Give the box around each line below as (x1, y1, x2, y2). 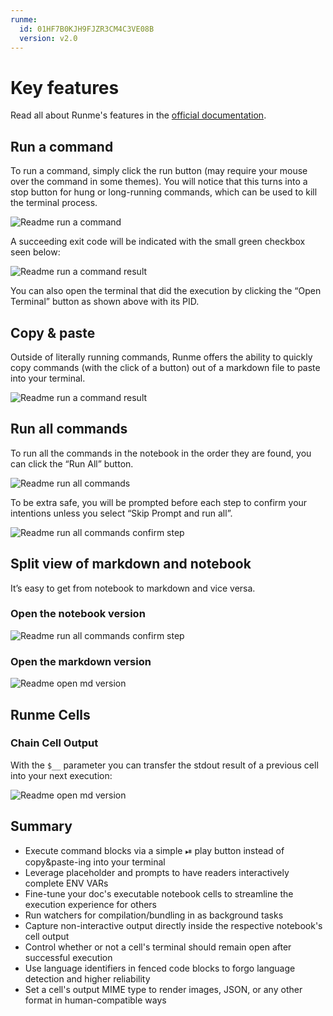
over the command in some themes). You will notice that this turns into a (10, 176, 308, 188)
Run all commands (10, 421, 128, 438)
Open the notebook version (10, 607, 146, 621)
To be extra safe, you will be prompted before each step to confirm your (10, 496, 308, 508)
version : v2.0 (19, 33, 78, 43)
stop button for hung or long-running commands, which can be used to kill (10, 186, 318, 198)
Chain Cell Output (10, 736, 99, 750)
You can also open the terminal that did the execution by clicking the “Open (10, 285, 322, 297)
